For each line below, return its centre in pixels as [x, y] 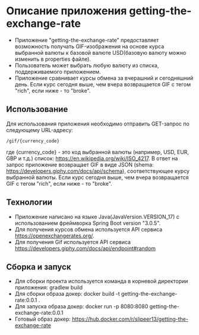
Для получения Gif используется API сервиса [73, 242]
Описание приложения [67, 11]
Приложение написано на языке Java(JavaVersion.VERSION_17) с [97, 217]
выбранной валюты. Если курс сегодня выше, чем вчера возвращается [97, 177]
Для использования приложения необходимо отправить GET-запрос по [98, 124]
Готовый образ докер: [43, 319]
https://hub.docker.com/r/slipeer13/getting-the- [130, 319]
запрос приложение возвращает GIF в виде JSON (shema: [80, 164]
